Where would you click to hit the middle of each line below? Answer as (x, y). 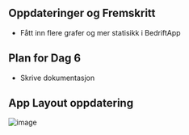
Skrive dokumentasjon (57, 78)
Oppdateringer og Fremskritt (82, 13)
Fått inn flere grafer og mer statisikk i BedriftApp (100, 32)
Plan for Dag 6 (45, 59)
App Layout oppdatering (71, 103)
